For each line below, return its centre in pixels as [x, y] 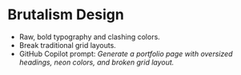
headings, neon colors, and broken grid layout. [96, 62]
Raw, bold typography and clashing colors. [90, 37]
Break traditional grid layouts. [68, 45]
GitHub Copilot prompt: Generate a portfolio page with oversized [126, 53]
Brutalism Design [66, 15]
